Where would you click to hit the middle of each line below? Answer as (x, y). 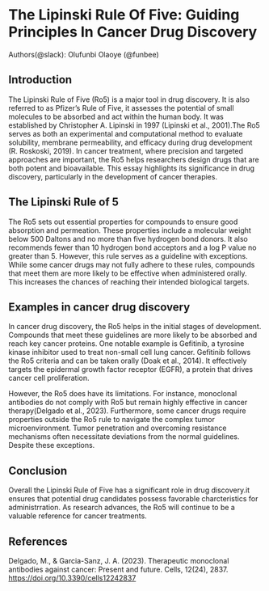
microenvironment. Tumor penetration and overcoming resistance (118, 428)
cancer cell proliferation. (49, 378)
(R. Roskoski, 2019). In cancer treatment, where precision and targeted (126, 150)
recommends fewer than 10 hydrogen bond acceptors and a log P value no (132, 247)
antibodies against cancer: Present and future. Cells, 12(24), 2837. (118, 569)
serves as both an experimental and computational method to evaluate (126, 133)
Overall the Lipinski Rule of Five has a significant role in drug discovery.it (129, 490)
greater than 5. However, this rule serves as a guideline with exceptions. (128, 255)
